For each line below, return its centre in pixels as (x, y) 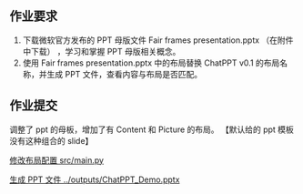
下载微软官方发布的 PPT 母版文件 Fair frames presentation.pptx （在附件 (158, 40)
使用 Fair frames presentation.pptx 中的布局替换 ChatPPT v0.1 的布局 (151, 63)
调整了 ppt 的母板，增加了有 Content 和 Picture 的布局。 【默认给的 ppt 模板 (151, 129)
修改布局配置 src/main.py (57, 160)
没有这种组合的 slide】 (51, 140)
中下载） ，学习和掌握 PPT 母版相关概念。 (101, 51)
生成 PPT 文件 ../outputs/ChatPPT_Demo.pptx (95, 179)
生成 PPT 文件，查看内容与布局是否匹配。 (125, 74)
